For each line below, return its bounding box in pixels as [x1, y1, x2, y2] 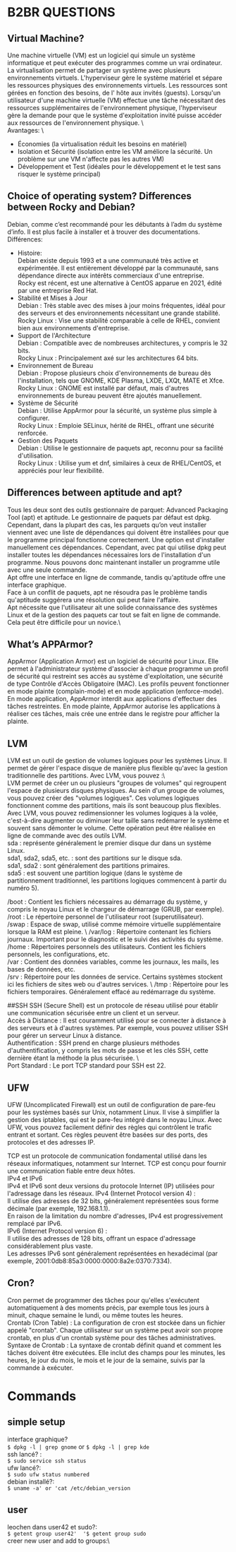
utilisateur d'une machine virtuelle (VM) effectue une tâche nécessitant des [7, 96, 226, 105]
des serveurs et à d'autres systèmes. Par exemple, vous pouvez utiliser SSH [7, 1024, 229, 1032]
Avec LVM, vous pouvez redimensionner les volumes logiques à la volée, [7, 809, 218, 818]
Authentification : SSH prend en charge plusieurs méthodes [7, 1039, 180, 1047]
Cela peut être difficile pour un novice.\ [7, 618, 121, 626]
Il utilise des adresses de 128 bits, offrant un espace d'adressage [7, 1234, 196, 1243]
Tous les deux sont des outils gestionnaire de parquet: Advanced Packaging [7, 506, 228, 514]
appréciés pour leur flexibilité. [17, 466, 104, 474]
